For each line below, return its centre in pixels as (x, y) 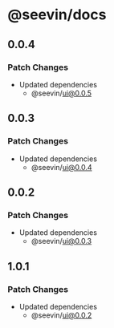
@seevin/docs (57, 15)
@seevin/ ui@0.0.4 (62, 167)
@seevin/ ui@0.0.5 (61, 93)
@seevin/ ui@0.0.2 (61, 315)
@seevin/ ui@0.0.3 (61, 241)
